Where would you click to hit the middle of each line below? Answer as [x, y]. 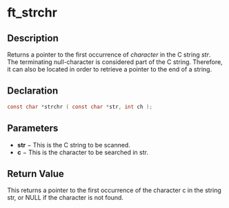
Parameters [33, 128]
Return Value [36, 174]
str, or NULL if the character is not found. [66, 198]
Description [33, 38]
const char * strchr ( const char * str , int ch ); [80, 107]
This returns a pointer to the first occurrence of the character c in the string [114, 190]
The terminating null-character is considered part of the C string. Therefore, [115, 62]
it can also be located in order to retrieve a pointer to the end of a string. [110, 69]
